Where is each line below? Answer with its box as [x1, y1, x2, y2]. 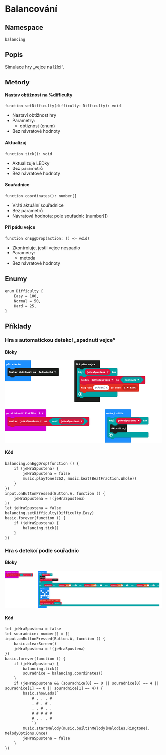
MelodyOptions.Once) [5, 731, 48, 736]
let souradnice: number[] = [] [5, 631, 70, 637]
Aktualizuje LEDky [12, 160, 50, 166]
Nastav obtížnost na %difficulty [5, 92, 73, 98]
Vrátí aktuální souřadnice [12, 202, 64, 208]
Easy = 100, [14, 293, 39, 299]
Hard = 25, [14, 303, 37, 309]
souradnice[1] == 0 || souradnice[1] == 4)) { [5, 686, 103, 691]
